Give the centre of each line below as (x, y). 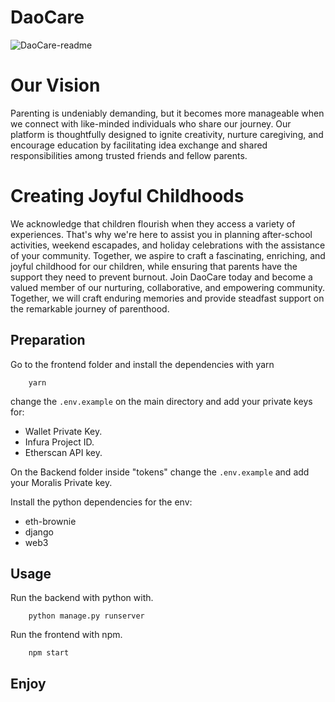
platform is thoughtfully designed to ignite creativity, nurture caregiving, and (167, 134)
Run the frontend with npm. (66, 635)
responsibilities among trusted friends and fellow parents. (129, 155)
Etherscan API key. (63, 452)
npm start (49, 653)
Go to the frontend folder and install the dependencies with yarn (142, 364)
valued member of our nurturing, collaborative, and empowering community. (168, 287)
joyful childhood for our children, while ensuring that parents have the (154, 266)
